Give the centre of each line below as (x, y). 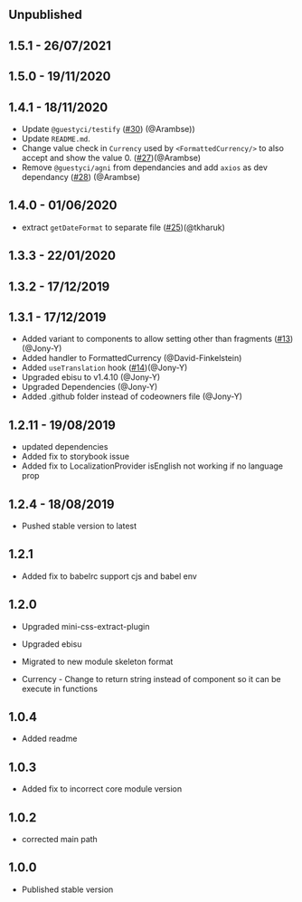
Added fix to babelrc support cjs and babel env (109, 576)
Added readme (49, 739)
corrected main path (60, 840)
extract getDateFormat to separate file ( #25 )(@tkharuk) (123, 227)
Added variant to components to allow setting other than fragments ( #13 (156, 339)
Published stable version (67, 889)
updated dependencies (65, 447)
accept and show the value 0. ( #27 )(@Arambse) (111, 157)
